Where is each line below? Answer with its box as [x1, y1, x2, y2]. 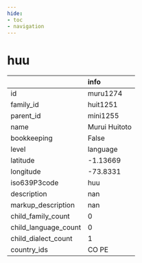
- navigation [7, 23, 45, 30]
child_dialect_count [10, 234, 73, 244]
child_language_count [10, 222, 81, 232]
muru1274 [87, 89, 123, 98]
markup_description [10, 201, 75, 210]
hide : [7, 10, 23, 17]
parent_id [10, 111, 41, 121]
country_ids [10, 245, 48, 255]
